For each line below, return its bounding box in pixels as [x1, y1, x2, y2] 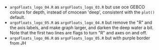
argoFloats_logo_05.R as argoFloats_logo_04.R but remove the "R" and [9, 19, 152, 25]
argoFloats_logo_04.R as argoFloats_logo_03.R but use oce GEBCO [9, 4, 145, 10]
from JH [9, 40, 27, 46]
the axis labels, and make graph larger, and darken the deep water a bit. [9, 25, 154, 31]
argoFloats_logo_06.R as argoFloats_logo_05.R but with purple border [9, 35, 150, 41]
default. [9, 15, 25, 20]
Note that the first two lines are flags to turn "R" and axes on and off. [9, 30, 147, 35]
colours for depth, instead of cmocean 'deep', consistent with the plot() [9, 9, 155, 15]
